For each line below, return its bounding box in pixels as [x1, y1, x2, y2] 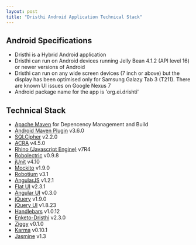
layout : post [6, 8, 38, 15]
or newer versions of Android [14, 64, 85, 71]
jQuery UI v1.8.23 [14, 202, 57, 209]
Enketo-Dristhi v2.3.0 [14, 214, 66, 221]
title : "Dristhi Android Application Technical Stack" [6, 14, 143, 20]
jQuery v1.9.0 [14, 195, 47, 202]
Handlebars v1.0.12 [14, 208, 60, 215]
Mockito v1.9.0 [14, 164, 50, 171]
